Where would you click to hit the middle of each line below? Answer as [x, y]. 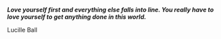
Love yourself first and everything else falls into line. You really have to [110, 10]
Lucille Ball [22, 30]
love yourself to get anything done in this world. [77, 17]
